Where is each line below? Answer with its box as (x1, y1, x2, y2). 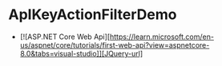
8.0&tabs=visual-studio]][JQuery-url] (19, 49, 143, 58)
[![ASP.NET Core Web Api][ (19, 32, 111, 41)
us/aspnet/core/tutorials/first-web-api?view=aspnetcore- (19, 40, 210, 49)
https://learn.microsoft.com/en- (109, 32, 215, 41)
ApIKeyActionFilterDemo (8, 6, 177, 24)
